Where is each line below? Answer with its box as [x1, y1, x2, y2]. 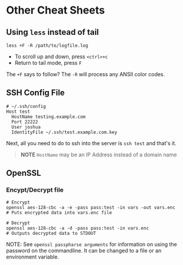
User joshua [11, 124, 41, 130]
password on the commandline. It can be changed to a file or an [6, 247, 162, 254]
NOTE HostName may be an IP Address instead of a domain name [20, 151, 177, 158]
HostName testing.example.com [11, 113, 86, 120]
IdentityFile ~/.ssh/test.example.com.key [11, 129, 117, 135]
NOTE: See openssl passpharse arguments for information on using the [6, 240, 177, 248]
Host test [6, 109, 31, 114]
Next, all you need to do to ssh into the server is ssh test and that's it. [6, 139, 177, 146]
